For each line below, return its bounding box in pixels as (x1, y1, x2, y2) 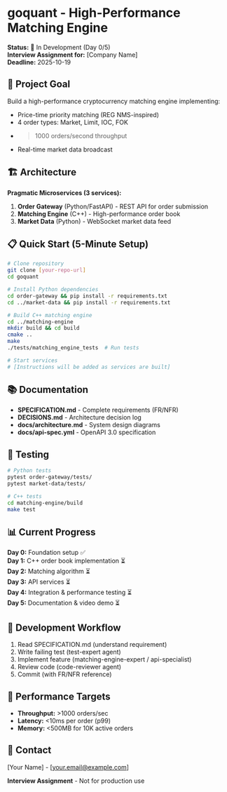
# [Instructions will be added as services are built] (7, 363, 171, 370)
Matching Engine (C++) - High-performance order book (17, 209, 181, 218)
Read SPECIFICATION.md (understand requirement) (17, 640, 167, 649)
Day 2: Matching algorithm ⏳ (7, 567, 90, 576)
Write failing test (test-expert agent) (17, 647, 121, 657)
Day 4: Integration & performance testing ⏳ (7, 588, 132, 597)
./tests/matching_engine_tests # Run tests (7, 344, 139, 351)
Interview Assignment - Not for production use (7, 777, 145, 785)
